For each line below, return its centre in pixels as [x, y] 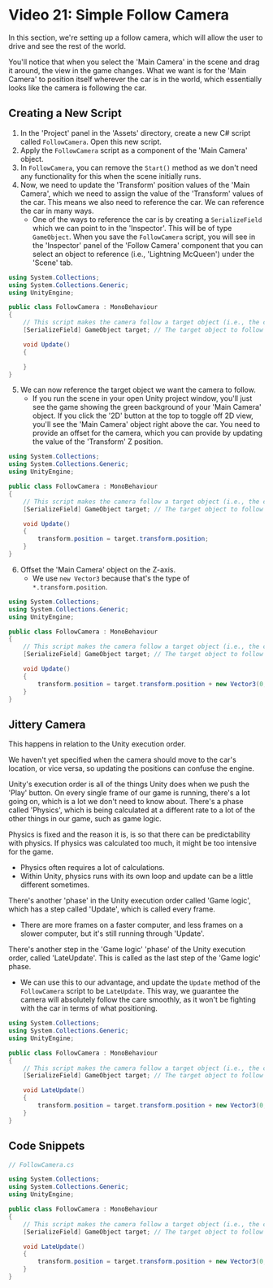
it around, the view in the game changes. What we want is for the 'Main [127, 70]
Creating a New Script [65, 113]
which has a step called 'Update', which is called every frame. [112, 909]
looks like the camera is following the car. [78, 88]
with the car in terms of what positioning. [89, 1008]
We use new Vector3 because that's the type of [111, 578]
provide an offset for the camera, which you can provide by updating [147, 433]
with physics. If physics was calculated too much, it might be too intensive [133, 843]
